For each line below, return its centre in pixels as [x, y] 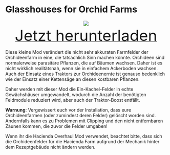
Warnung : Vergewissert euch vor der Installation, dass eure [68, 110]
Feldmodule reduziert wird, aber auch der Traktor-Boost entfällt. [73, 100]
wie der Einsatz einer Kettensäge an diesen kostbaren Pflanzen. [72, 79]
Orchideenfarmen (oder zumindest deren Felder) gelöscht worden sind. [81, 115]
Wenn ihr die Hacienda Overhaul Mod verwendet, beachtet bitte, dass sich [84, 136]
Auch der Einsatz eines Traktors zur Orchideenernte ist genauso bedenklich [85, 74]
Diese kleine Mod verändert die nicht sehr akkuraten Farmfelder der [77, 52]
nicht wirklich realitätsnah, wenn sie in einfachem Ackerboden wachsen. [81, 68]
